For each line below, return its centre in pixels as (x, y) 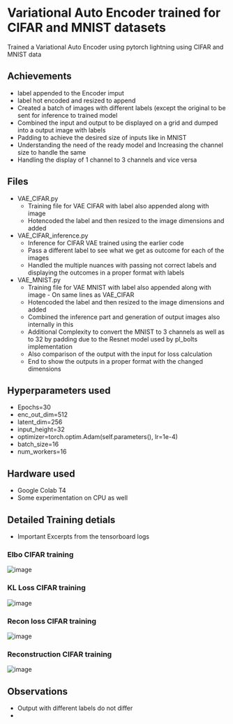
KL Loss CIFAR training (46, 588)
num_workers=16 (42, 452)
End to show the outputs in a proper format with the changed (115, 361)
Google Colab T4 (42, 491)
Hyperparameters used (59, 391)
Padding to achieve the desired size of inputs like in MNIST (102, 137)
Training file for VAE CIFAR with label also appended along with (118, 206)
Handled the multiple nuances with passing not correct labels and (122, 265)
